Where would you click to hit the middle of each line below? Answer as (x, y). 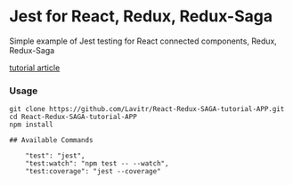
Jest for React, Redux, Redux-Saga (141, 16)
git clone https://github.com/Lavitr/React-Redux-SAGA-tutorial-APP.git (147, 109)
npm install (31, 125)
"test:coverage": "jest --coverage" (94, 172)
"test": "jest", (56, 156)
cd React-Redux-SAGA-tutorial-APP (73, 117)
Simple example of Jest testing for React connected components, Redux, (143, 41)
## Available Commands (51, 141)
